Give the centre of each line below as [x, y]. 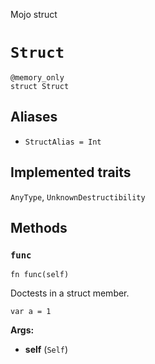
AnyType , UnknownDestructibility [78, 196]
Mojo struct [34, 14]
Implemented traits [71, 172]
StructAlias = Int [63, 142]
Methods [39, 227]
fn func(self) [40, 275]
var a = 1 [31, 312]
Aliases [34, 117]
